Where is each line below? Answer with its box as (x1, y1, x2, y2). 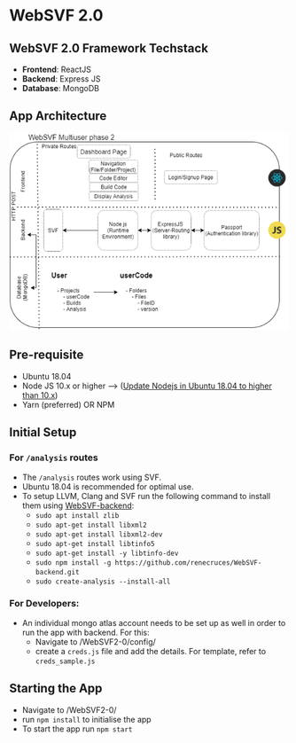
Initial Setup (9, 425, 77, 440)
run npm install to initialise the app (21, 714, 152, 724)
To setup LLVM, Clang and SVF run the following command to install (21, 490, 271, 501)
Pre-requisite (9, 348, 84, 363)
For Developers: (9, 598, 80, 610)
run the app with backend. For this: (21, 627, 150, 637)
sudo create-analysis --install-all (35, 577, 171, 586)
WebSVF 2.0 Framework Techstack (9, 41, 208, 56)
